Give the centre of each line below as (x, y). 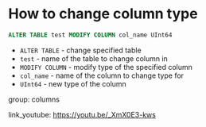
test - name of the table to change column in (94, 58)
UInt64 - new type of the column (73, 83)
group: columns (34, 99)
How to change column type (103, 14)
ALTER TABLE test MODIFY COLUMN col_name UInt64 (90, 35)
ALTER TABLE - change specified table (80, 50)
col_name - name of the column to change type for (102, 75)
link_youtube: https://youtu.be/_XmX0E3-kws (82, 114)
